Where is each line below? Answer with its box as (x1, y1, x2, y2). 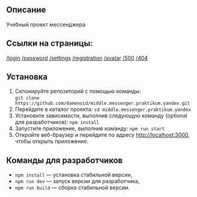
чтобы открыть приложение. (14, 138, 89, 145)
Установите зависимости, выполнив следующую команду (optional (14, 112, 187, 119)
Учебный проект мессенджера (6, 20, 86, 28)
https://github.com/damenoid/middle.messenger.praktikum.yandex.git (14, 101, 190, 107)
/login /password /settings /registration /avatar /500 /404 (6, 54, 148, 61)
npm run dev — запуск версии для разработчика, (14, 178, 140, 185)
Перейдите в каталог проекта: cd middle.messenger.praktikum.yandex (14, 105, 191, 113)
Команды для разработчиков (6, 155, 123, 165)
